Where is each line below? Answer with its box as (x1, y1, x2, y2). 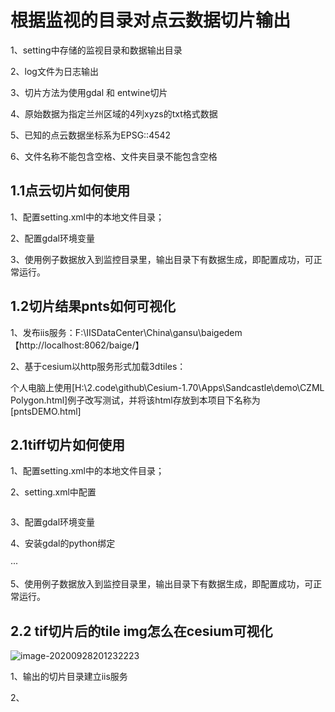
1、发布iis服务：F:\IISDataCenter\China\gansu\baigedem (10, 326, 243, 338)
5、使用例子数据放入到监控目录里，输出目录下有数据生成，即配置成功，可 (10, 578, 314, 590)
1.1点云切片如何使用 (10, 182, 131, 200)
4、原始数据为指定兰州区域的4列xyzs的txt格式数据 (10, 107, 218, 120)
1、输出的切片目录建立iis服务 (10, 671, 128, 683)
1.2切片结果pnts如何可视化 (10, 298, 176, 315)
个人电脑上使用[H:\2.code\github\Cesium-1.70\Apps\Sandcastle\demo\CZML (10, 381, 325, 393)
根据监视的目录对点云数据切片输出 (10, 9, 292, 32)
